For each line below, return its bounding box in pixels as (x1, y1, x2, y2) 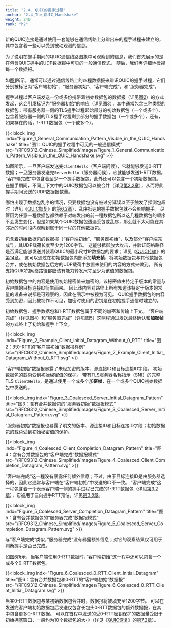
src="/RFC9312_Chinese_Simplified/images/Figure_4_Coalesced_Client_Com (5, 457, 165, 463)
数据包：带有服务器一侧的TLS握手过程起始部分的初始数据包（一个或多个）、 (5, 107, 163, 113)
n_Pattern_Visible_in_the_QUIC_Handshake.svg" (5, 152, 105, 159)
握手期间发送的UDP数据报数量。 (5, 189, 73, 195)
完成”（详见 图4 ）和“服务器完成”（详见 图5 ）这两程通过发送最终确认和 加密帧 (5, 315, 164, 321)
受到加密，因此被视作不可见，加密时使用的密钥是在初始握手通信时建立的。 (5, 298, 161, 304)
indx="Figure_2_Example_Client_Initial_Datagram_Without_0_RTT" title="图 (5, 337, 161, 344)
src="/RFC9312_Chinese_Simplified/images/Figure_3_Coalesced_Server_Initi (5, 406, 165, 413)
